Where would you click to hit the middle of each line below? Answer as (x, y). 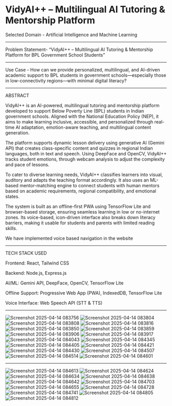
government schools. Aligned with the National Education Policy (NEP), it (82, 116)
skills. (11, 228)
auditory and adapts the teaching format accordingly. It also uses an (77, 180)
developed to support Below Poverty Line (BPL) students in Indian (75, 111)
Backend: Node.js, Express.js (36, 273)
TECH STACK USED (26, 253)
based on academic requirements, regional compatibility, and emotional (81, 191)
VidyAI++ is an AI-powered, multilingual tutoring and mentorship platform (82, 105)
